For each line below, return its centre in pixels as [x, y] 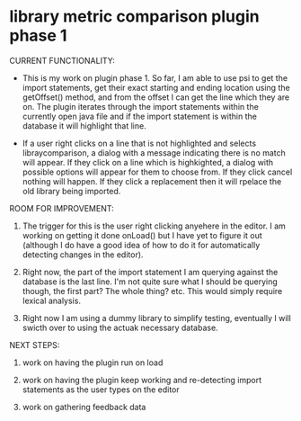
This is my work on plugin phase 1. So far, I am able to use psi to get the [155, 77]
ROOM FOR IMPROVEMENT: [62, 208]
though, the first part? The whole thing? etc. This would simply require [152, 291]
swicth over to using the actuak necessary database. [120, 327]
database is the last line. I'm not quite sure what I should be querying [150, 282]
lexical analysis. [51, 300]
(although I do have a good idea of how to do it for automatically [141, 245]
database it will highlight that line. [84, 125]
